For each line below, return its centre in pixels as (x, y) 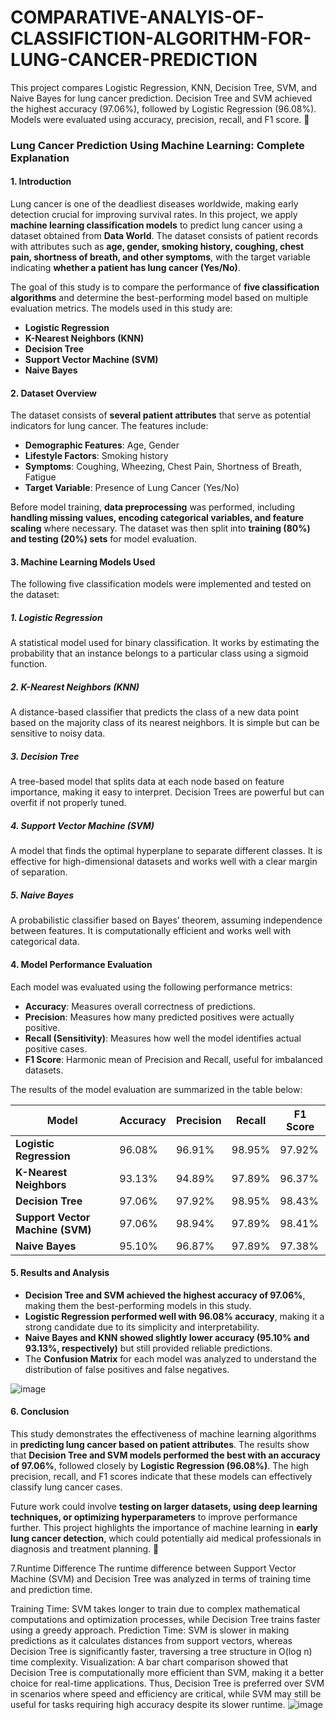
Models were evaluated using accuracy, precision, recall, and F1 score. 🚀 (160, 119)
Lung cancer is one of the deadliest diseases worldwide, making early (154, 204)
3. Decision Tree (45, 756)
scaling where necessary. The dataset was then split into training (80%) (160, 528)
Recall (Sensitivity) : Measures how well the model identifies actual (163, 1038)
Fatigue (40, 477)
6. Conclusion (40, 1412)
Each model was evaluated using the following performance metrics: (151, 987)
